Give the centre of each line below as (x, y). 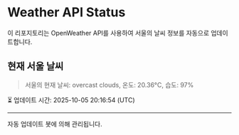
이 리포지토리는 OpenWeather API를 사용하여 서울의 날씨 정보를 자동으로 (108, 33)
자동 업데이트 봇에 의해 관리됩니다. (55, 124)
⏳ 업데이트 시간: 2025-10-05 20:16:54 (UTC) (71, 99)
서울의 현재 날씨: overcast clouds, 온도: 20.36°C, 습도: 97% (109, 85)
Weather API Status (67, 12)
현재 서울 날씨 (36, 66)
